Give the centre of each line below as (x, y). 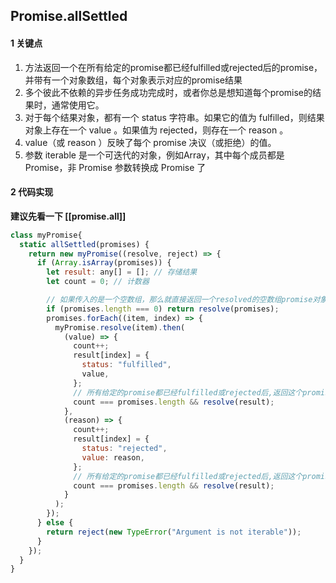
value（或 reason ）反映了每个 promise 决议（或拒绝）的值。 (150, 142)
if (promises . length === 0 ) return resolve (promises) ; (163, 309)
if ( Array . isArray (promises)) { (104, 263)
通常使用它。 (78, 105)
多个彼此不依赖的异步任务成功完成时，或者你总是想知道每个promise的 (168, 92)
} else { (55, 523)
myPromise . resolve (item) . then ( (120, 327)
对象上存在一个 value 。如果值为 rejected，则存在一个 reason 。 (156, 130)
